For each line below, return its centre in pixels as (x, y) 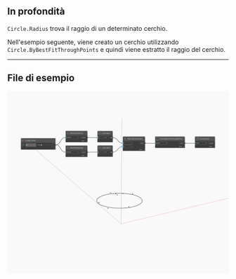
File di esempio (41, 78)
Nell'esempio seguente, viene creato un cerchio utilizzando (93, 42)
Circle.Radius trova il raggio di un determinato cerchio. (87, 28)
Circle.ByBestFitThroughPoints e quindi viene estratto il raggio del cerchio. (117, 49)
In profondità (36, 12)
